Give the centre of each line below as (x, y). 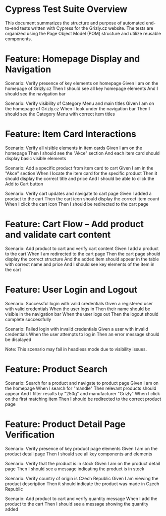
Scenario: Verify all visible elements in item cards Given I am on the (74, 148)
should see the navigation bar (35, 93)
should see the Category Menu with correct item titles (60, 114)
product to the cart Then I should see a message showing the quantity (77, 504)
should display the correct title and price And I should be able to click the (80, 178)
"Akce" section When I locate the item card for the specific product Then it (81, 173)
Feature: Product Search (56, 369)
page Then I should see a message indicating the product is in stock (75, 469)
